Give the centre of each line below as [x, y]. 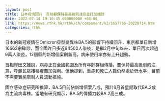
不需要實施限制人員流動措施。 [35, 77]
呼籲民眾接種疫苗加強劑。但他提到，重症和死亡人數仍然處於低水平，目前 [87, 71]
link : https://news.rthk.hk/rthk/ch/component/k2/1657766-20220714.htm [80, 23]
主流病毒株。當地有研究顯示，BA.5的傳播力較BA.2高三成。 [68, 94]
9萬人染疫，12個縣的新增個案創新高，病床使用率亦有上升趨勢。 [69, 55]
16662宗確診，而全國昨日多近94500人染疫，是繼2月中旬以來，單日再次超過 [82, 48]
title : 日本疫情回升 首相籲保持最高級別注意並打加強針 [55, 14]
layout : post [18, 10]
